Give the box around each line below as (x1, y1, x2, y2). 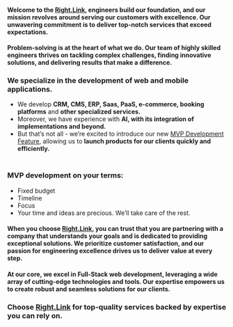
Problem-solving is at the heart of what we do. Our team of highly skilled (7, 44, 221, 52)
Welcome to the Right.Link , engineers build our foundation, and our (7, 6, 206, 14)
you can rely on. (7, 310, 63, 320)
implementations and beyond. (17, 122, 106, 131)
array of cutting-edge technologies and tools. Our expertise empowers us (7, 277, 225, 285)
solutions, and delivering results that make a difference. (7, 58, 172, 67)
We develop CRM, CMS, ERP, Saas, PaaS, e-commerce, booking (17, 100, 204, 109)
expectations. (7, 28, 49, 36)
